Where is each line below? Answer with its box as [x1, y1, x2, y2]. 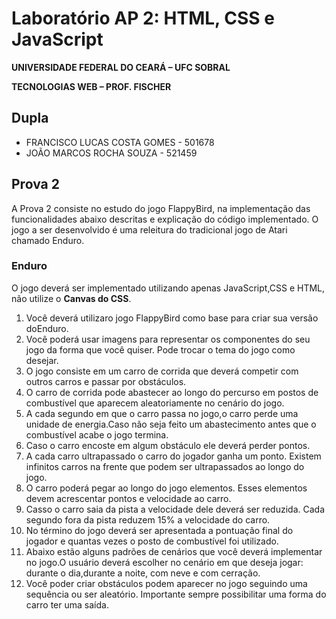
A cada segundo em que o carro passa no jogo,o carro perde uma [25, 407, 299, 419]
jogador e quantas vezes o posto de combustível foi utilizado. [25, 535, 279, 547]
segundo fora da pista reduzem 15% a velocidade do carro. [25, 513, 271, 526]
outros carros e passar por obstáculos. [25, 375, 187, 387]
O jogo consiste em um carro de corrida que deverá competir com [25, 365, 299, 377]
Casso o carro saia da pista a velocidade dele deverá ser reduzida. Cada [25, 503, 325, 515]
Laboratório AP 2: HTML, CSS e [11, 7, 275, 30]
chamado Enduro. [11, 234, 85, 246]
